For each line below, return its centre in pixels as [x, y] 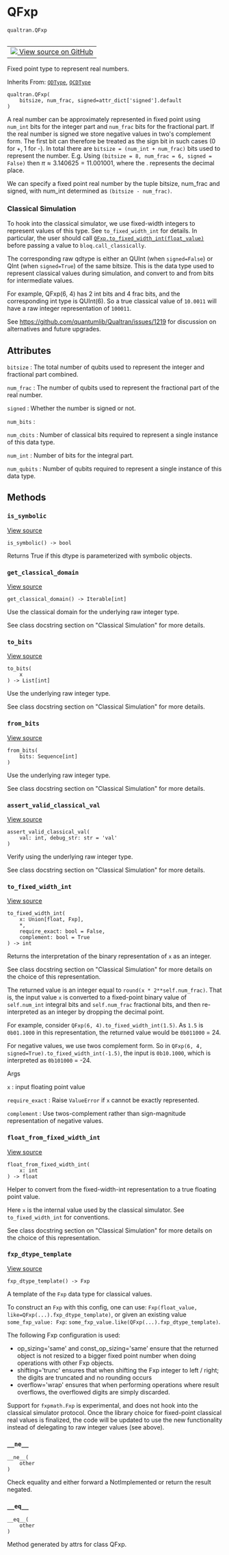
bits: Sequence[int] [49, 756]
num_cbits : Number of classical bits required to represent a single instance [113, 435]
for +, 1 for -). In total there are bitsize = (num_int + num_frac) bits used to [114, 148]
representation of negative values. [55, 1121]
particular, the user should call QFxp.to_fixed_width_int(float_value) [106, 238]
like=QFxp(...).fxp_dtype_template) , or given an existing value [97, 1314]
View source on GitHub [56, 51]
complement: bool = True [55, 938]
